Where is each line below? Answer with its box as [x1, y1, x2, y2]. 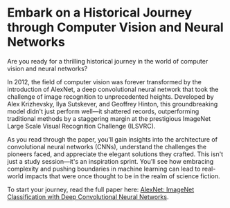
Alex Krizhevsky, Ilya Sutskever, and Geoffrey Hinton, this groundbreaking [7, 100, 218, 108]
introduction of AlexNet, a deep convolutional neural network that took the [7, 85, 219, 93]
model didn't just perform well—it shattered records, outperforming [7, 107, 200, 115]
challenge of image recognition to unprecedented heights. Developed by [7, 92, 214, 101]
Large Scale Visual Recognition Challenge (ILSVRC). [7, 122, 156, 130]
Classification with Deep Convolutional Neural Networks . [7, 192, 169, 201]
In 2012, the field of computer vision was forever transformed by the [7, 77, 202, 86]
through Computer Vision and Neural [7, 19, 224, 35]
